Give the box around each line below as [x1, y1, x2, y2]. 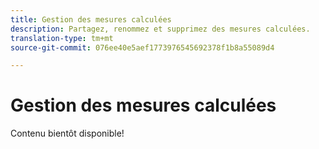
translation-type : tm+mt [10, 33, 114, 43]
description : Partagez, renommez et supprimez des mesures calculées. [10, 24, 311, 34]
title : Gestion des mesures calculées [10, 14, 172, 25]
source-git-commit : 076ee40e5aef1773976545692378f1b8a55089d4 [10, 42, 275, 53]
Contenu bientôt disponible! [10, 127, 125, 140]
